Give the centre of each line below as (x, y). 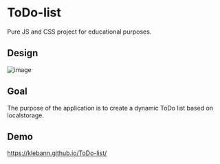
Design (23, 53)
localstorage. (26, 115)
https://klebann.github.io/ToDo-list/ (57, 153)
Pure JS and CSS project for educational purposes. (79, 32)
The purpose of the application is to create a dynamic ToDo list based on (110, 108)
